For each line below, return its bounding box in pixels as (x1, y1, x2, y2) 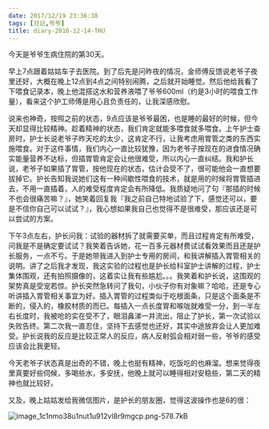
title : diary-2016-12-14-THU (8, 26, 106, 34)
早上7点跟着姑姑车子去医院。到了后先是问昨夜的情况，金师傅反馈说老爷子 (8, 67, 251, 76)
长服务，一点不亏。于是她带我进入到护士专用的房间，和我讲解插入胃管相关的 (8, 251, 261, 261)
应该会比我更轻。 (8, 342, 65, 351)
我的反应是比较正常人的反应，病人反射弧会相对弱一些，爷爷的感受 (42, 331, 261, 341)
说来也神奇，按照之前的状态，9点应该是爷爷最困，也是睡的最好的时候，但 (8, 114, 251, 123)
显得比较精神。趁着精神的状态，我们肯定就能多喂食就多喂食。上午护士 (22, 123, 254, 133)
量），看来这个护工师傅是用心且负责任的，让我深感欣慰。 (8, 97, 195, 107)
